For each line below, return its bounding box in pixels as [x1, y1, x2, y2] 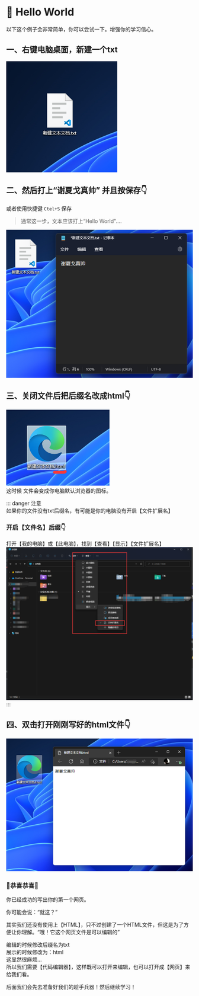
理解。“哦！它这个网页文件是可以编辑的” [21, 928, 120, 936]
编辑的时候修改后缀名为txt [6, 941, 70, 949]
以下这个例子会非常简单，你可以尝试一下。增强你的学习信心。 [6, 25, 157, 33]
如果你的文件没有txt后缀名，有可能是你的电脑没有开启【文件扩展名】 [6, 507, 174, 514]
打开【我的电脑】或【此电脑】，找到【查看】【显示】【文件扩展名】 [6, 540, 165, 547]
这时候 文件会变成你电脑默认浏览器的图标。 [6, 487, 111, 494]
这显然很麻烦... [6, 956, 43, 963]
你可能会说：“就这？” [6, 909, 58, 916]
